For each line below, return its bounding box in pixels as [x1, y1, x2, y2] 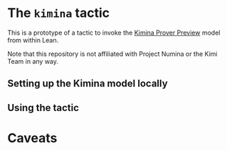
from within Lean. [7, 35, 59, 44]
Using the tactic [7, 101, 80, 114]
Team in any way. [7, 57, 59, 65]
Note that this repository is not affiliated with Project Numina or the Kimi [7, 50, 218, 58]
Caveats [7, 129, 58, 146]
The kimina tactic [7, 5, 110, 21]
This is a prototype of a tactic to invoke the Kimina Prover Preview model [7, 28, 221, 37]
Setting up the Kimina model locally [7, 78, 169, 90]
